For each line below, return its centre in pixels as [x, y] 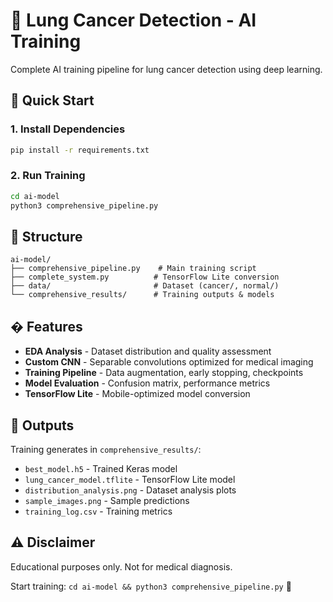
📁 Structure [46, 236]
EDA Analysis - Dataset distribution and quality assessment [148, 351]
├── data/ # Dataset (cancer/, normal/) [145, 286]
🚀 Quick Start [52, 100]
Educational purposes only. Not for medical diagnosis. [121, 566]
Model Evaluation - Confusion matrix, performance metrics [147, 383]
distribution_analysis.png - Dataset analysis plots [130, 490]
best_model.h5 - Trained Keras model [101, 468]
